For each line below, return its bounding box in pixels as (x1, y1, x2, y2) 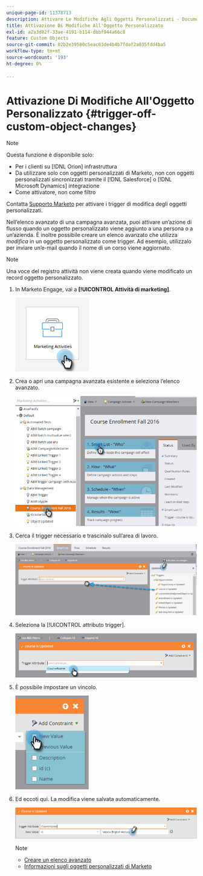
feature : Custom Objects (6, 35, 69, 42)
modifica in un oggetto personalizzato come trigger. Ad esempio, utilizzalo (6, 238, 192, 245)
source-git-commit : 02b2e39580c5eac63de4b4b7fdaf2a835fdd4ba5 (6, 42, 166, 48)
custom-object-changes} (6, 120, 137, 133)
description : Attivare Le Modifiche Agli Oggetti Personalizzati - (6, 16, 180, 22)
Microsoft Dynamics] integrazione (14, 182, 100, 190)
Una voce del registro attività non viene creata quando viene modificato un (6, 268, 192, 275)
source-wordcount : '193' (6, 54, 69, 60)
